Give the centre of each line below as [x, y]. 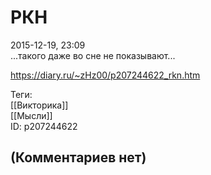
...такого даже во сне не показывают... [93, 55]
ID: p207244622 [44, 126]
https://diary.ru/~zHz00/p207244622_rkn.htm [105, 75]
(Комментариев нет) [78, 157]
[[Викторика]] [39, 105]
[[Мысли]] [31, 115]
